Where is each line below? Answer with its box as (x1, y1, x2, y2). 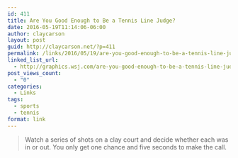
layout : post (7, 37, 46, 44)
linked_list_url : (7, 57, 59, 64)
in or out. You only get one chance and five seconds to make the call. (24, 142, 227, 151)
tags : (7, 96, 23, 103)
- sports (13, 103, 40, 110)
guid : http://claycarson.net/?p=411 (7, 43, 115, 50)
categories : (7, 83, 42, 90)
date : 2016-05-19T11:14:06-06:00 (7, 23, 106, 30)
